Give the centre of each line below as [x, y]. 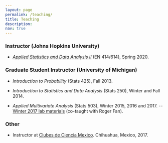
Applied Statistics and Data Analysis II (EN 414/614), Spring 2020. [80, 57]
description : [19, 24]
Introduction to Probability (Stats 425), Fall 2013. [62, 81]
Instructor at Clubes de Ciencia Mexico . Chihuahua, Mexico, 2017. [80, 135]
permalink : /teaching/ [29, 15]
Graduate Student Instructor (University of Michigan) [71, 70]
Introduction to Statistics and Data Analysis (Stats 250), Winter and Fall [86, 90]
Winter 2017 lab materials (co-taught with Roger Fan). [68, 111]
